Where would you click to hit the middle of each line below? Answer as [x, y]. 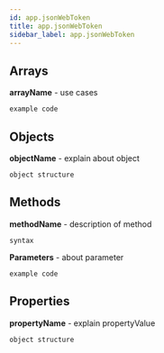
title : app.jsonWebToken [56, 26]
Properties [40, 301]
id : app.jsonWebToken [50, 18]
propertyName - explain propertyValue [82, 323]
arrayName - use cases [54, 93]
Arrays [29, 71]
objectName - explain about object [74, 158]
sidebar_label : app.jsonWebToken [72, 34]
